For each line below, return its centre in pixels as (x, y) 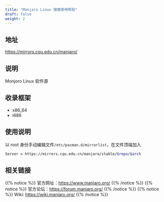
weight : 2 (15, 19)
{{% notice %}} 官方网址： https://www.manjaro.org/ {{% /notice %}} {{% (79, 183)
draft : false (18, 14)
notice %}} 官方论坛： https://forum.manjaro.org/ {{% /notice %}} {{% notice (82, 189)
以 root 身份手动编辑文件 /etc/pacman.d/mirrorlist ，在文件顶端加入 (73, 144)
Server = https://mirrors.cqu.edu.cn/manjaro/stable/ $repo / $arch (73, 154)
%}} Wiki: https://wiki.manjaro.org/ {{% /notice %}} (57, 195)
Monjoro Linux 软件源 (26, 81)
